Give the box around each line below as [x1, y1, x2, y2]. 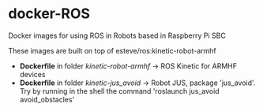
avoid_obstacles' [19, 94, 75, 104]
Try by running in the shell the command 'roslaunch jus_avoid [19, 86, 220, 95]
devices [19, 69, 46, 79]
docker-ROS [8, 5, 91, 23]
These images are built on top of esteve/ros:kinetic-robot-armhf [8, 46, 217, 55]
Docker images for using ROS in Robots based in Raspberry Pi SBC [8, 31, 227, 40]
